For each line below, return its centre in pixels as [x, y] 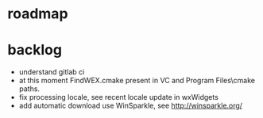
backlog [35, 50]
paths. [29, 89]
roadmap [38, 14]
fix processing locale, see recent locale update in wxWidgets [119, 97]
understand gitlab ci [52, 72]
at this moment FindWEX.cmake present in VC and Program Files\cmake [137, 81]
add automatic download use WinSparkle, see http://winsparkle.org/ [131, 106]
